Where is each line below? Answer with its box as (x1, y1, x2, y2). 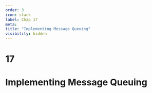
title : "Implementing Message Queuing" (5, 27, 91, 32)
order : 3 (5, 7, 24, 13)
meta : (5, 21, 17, 27)
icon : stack (5, 12, 31, 17)
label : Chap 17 (5, 17, 38, 22)
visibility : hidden (5, 31, 47, 36)
